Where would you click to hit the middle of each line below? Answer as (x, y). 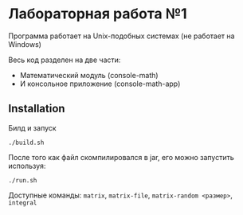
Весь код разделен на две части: (65, 60)
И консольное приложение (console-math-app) (100, 84)
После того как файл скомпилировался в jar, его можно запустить (121, 157)
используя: (27, 166)
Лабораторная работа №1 (98, 14)
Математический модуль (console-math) (89, 75)
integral (23, 203)
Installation (37, 109)
